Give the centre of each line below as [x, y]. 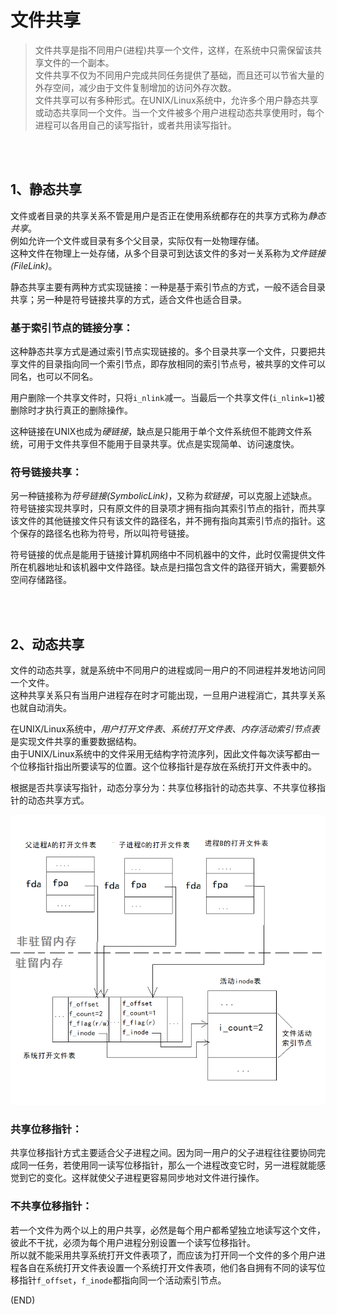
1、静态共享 [46, 189]
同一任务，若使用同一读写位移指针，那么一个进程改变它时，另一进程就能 [167, 1165]
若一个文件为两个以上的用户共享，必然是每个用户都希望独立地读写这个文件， [168, 1230]
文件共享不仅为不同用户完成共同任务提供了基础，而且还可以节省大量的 [179, 75]
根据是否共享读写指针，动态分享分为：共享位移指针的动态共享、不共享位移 [163, 788]
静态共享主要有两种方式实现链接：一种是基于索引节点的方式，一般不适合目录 [168, 287]
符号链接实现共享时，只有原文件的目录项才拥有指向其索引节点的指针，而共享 [168, 508]
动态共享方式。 [58, 800]
